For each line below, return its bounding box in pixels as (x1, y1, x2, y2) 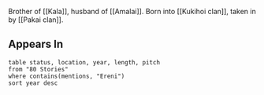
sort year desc (8, 79, 58, 87)
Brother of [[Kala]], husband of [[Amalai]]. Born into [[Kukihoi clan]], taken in (8, 7, 256, 16)
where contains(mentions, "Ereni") (8, 72, 125, 80)
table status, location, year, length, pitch (8, 58, 160, 66)
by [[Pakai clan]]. (8, 15, 64, 24)
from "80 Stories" (8, 65, 69, 73)
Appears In (8, 38, 64, 51)
